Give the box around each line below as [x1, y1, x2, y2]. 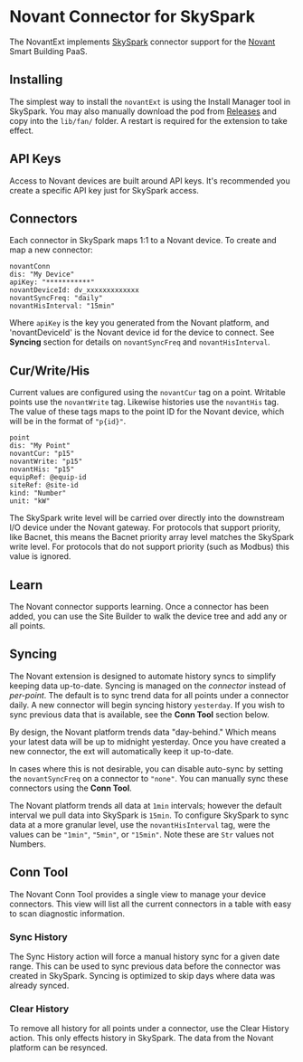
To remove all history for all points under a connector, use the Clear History [9, 1023, 289, 1034]
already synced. [9, 980, 70, 991]
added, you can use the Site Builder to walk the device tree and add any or [9, 611, 288, 621]
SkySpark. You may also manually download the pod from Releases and [9, 106, 278, 117]
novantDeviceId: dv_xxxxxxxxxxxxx [9, 286, 140, 295]
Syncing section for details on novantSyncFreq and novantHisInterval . [9, 337, 270, 347]
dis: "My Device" [9, 270, 75, 280]
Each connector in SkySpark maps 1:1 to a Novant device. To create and [9, 235, 278, 246]
